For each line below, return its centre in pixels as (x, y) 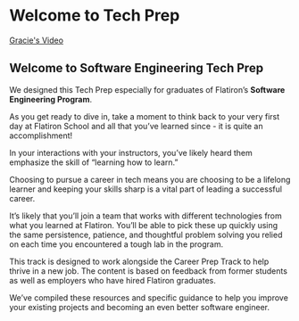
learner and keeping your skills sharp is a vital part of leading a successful (146, 189)
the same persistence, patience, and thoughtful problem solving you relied (146, 235)
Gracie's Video (37, 40)
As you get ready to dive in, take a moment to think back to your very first (145, 116)
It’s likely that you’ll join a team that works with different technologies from (146, 216)
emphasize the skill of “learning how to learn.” (94, 162)
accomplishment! (41, 136)
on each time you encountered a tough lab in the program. (116, 244)
